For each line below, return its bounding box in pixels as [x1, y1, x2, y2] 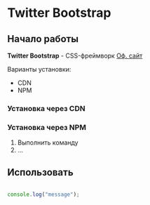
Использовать [7, 166, 74, 178]
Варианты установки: [7, 65, 71, 73]
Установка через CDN [7, 103, 86, 113]
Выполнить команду [17, 138, 79, 147]
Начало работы [7, 33, 79, 45]
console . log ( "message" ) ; [7, 191, 80, 198]
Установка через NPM [7, 122, 86, 132]
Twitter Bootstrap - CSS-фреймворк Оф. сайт [7, 51, 143, 60]
